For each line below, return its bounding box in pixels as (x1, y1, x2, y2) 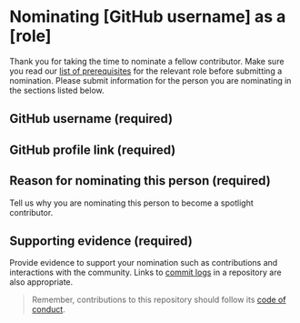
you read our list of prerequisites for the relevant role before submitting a (9, 66, 283, 76)
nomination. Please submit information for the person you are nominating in (9, 75, 292, 86)
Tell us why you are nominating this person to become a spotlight (9, 197, 254, 208)
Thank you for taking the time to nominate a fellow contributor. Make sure (9, 56, 285, 66)
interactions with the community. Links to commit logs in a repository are (9, 267, 282, 278)
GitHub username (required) (9, 111, 174, 126)
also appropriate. (9, 277, 74, 288)
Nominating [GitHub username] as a (9, 6, 286, 27)
